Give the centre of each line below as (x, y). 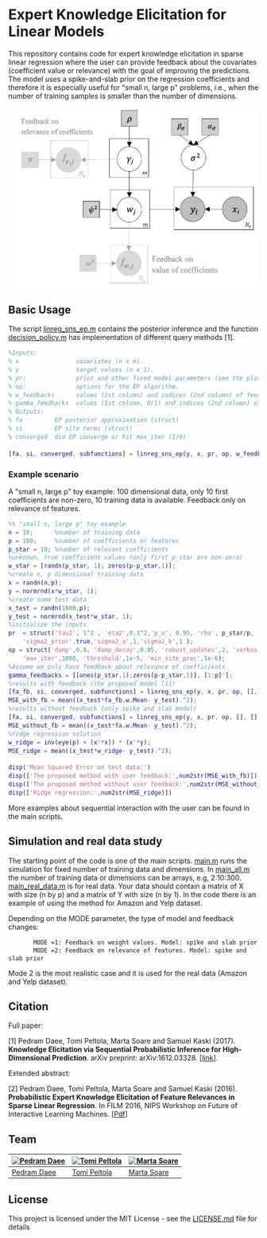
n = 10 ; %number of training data (74, 532)
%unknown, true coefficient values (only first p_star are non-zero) (126, 558)
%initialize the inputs (48, 625)
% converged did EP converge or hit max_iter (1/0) (97, 437)
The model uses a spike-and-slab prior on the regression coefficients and (129, 79)
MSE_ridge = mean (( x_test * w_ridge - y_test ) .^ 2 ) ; (90, 751)
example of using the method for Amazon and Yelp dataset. (105, 903)
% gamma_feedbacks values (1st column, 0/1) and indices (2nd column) (129, 404)
